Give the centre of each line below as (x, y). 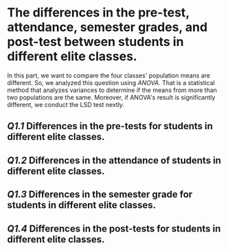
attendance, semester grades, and (107, 27)
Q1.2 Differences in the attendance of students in (114, 160)
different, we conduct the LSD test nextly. (66, 104)
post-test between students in (95, 42)
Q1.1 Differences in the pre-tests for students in (110, 126)
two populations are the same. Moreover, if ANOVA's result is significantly (111, 97)
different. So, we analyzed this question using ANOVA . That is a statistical (111, 82)
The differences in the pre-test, (99, 13)
